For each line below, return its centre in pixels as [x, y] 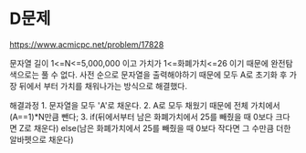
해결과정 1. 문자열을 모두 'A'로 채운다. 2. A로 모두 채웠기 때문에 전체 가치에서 [145, 105]
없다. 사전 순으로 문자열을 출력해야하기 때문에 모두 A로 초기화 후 [174, 75]
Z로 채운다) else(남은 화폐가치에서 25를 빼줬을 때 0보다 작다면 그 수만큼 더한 [155, 127]
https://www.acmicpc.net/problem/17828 [87, 44]
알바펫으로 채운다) [42, 139]
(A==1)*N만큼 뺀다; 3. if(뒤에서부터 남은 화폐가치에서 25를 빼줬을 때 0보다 [142, 117]
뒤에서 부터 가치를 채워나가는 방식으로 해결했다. [103, 86]
